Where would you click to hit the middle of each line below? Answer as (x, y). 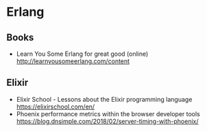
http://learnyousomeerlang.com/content (73, 61)
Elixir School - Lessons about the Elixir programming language (104, 99)
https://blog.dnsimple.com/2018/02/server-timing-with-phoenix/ (108, 121)
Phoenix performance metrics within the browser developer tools (108, 113)
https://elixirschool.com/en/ (56, 107)
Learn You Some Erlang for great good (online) (82, 54)
